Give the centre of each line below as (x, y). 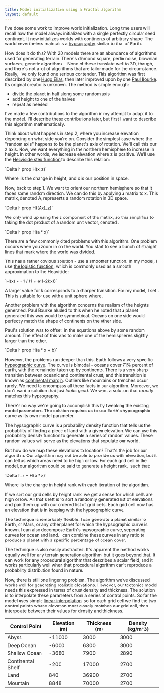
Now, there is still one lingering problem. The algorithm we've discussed (78, 580)
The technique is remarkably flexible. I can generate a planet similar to (76, 519)
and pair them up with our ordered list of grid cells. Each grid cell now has (79, 504)
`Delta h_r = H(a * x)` (26, 475)
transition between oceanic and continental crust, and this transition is (76, 375)
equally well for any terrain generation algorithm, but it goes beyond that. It (80, 555)
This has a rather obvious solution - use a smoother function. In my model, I (81, 261)
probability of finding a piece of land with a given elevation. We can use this (81, 430)
